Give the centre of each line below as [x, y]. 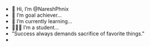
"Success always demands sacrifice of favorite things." [78, 34]
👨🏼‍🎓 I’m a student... [35, 27]
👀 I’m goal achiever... [37, 15]
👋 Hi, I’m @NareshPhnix [40, 9]
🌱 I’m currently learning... [42, 21]
